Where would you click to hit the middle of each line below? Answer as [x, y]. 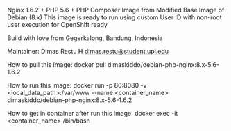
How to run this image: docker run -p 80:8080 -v [77, 85]
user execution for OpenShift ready [57, 24]
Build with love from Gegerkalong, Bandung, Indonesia [85, 38]
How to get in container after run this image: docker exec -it [93, 113]
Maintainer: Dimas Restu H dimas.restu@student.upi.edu [88, 51]
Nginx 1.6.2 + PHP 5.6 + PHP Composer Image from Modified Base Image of [116, 10]
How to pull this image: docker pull [57, 64]
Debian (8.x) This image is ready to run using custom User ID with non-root [114, 17]
